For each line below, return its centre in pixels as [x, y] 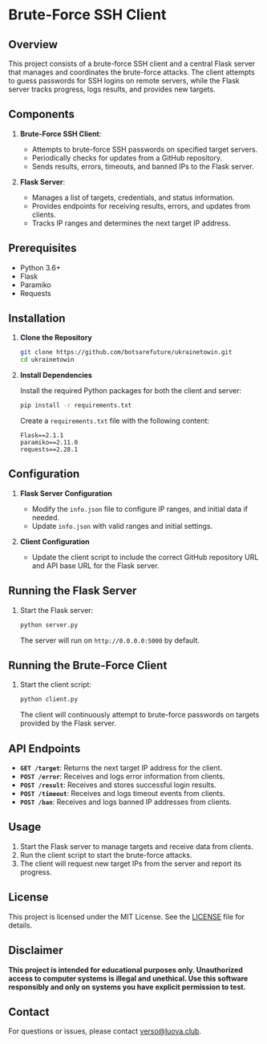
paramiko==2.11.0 [49, 443]
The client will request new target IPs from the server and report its [131, 863]
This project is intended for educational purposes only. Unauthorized [125, 969]
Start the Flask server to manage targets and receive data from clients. [137, 846]
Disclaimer [36, 951]
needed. [46, 517]
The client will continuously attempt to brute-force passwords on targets [140, 715]
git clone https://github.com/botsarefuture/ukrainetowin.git [126, 352]
